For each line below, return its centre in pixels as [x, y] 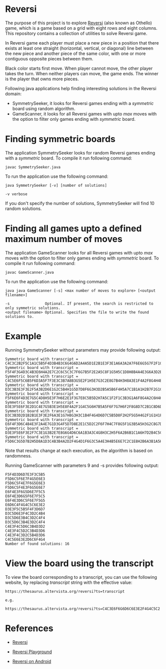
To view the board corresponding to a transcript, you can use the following [81, 577]
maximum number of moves [64, 239]
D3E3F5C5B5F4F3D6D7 [25, 509]
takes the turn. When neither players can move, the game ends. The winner [82, 73]
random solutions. [23, 208]
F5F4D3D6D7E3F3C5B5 [25, 474]
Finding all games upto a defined [73, 229]
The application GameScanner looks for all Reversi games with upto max [79, 253]
